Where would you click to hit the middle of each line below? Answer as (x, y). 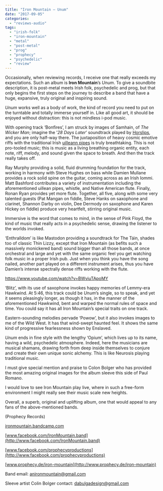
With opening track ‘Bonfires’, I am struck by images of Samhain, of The (77, 127)
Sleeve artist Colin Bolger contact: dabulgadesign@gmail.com (67, 483)
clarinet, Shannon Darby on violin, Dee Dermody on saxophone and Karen (79, 204)
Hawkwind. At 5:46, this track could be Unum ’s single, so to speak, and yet (80, 293)
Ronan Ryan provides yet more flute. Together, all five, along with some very (81, 194)
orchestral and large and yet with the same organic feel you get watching (78, 254)
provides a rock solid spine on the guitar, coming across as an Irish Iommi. (79, 178)
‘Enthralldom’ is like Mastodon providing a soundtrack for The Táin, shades (80, 238)
